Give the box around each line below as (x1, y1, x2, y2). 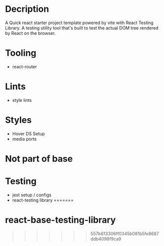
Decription (5, 3, 49, 15)
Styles (5, 115, 32, 125)
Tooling (5, 48, 37, 59)
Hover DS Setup (12, 130, 45, 136)
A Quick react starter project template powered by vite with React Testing (5, 20, 154, 26)
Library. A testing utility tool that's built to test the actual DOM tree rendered (5, 25, 159, 31)
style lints (12, 97, 32, 103)
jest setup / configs (12, 192, 52, 198)
